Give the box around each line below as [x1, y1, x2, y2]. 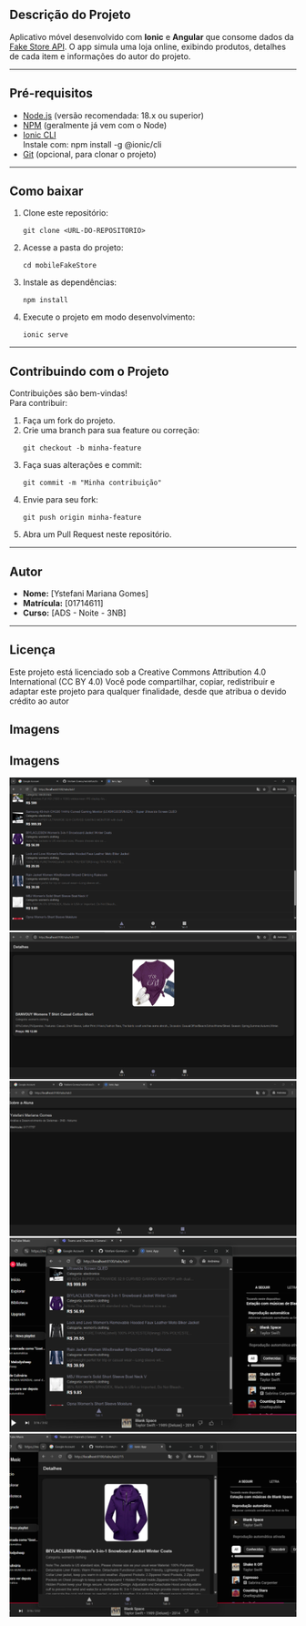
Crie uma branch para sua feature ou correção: [22, 425, 200, 436]
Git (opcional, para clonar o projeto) [22, 148, 157, 159]
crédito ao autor [9, 696, 70, 706]
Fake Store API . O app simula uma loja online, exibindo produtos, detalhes [9, 41, 287, 52]
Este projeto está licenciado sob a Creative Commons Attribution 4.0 [9, 666, 267, 677]
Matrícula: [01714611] [22, 598, 104, 609]
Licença [9, 642, 56, 658]
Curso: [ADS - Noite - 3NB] [22, 607, 127, 618]
